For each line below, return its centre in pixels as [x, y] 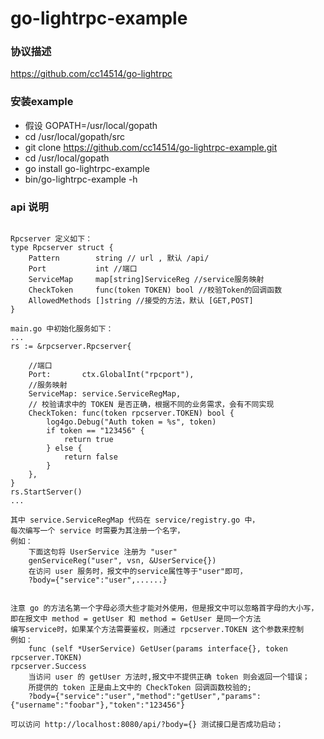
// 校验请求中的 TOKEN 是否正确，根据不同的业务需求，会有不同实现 [151, 405]
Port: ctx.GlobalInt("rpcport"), [111, 375]
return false [90, 457]
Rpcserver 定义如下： [51, 239]
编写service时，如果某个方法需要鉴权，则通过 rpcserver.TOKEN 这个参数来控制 [157, 630]
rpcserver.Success [48, 667]
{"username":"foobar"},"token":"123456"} [98, 705]
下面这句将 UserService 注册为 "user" [103, 552]
